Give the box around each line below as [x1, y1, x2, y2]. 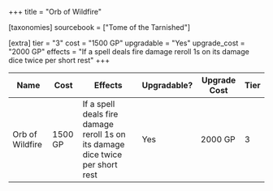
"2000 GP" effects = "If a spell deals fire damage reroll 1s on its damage [8, 47, 249, 56]
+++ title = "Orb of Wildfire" [8, 7, 102, 16]
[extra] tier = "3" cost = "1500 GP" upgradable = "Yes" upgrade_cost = [8, 38, 245, 48]
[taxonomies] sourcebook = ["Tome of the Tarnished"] [8, 23, 191, 32]
